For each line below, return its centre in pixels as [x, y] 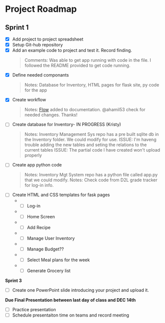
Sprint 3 [14, 281]
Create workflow [29, 100]
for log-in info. [39, 185]
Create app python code [37, 165]
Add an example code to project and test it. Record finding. [72, 50]
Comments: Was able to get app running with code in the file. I [88, 60]
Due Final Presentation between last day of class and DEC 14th [70, 300]
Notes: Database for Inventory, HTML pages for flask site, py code [92, 85]
